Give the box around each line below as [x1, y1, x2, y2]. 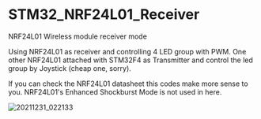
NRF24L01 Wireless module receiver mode [8, 32, 148, 41]
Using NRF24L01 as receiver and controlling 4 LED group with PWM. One [8, 46, 247, 56]
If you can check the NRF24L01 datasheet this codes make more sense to [8, 79, 248, 88]
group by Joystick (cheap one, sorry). [8, 63, 132, 73]
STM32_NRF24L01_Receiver [8, 6, 200, 24]
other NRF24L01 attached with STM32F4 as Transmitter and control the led [8, 55, 253, 65]
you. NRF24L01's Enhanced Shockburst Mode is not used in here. [8, 87, 222, 96]
